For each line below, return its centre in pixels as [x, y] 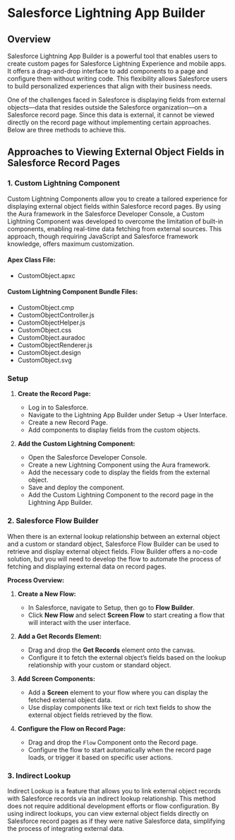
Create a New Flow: [47, 594]
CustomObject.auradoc [52, 338]
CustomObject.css [44, 330]
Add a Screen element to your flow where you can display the [118, 692]
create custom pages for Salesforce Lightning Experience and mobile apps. [117, 64]
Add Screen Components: [56, 678]
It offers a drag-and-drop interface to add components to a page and [108, 71]
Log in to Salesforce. [58, 407]
